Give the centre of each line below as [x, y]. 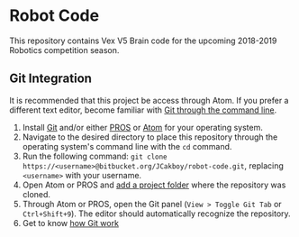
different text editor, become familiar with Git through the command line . [143, 110]
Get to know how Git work [71, 223]
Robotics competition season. [64, 50]
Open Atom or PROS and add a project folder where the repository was [154, 185]
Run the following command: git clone [95, 156]
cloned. [36, 194]
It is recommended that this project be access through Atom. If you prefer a [149, 100]
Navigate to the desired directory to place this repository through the [150, 137]
